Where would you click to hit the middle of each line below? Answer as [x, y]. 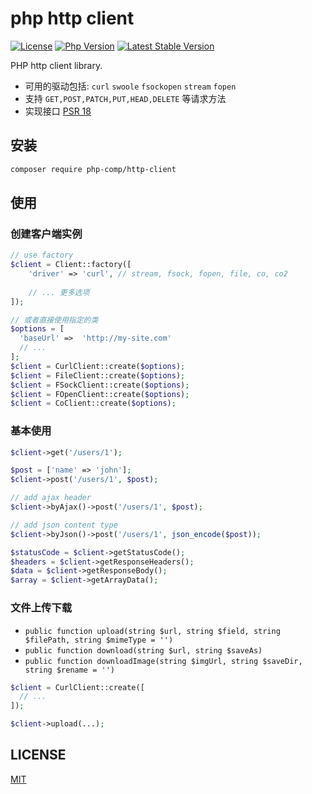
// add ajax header [51, 498]
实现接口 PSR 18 [58, 111]
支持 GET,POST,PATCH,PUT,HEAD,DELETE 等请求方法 [125, 98]
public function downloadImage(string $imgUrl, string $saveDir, [163, 661]
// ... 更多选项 [59, 292]
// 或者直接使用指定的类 [54, 320]
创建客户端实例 [46, 234]
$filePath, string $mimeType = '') [99, 640]
